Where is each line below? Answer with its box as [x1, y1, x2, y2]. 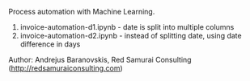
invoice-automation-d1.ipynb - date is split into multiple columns [19, 22, 235, 31]
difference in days [19, 39, 81, 49]
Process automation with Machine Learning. [8, 7, 155, 16]
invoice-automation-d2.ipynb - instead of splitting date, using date [19, 31, 242, 40]
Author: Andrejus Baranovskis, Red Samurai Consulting [8, 55, 192, 64]
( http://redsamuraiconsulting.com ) [8, 63, 123, 73]
